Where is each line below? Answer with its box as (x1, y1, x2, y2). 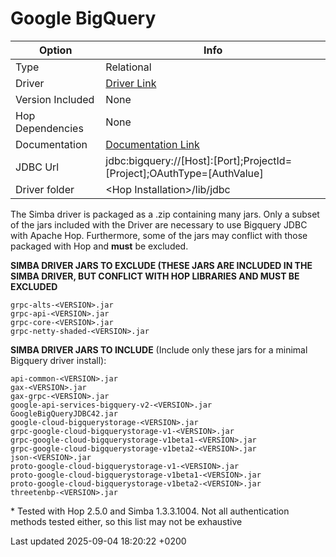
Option (38, 43, 73, 57)
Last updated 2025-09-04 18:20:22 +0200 (10, 535, 187, 547)
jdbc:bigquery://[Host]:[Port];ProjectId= (105, 153, 293, 167)
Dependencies (15, 121, 84, 135)
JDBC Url (15, 160, 60, 174)
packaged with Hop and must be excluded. (10, 240, 189, 252)
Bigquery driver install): (10, 354, 107, 366)
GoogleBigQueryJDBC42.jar (10, 408, 118, 419)
